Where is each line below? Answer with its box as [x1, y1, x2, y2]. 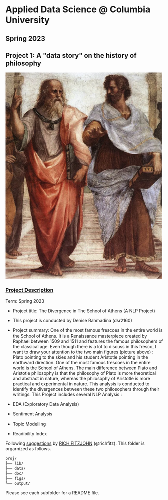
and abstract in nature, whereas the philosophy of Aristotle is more [12, 375, 150, 381]
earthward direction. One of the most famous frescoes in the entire [12, 359, 151, 365]
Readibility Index [12, 430, 47, 436]
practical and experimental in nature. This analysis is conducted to [12, 381, 150, 387]
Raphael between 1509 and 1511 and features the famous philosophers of [12, 338, 163, 344]
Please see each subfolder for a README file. [5, 489, 99, 496]
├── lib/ [5, 461, 24, 466]
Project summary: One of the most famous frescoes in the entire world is [12, 327, 163, 333]
